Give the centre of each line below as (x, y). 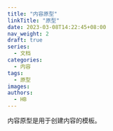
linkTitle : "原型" (33, 21)
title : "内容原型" (33, 14)
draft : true (25, 40)
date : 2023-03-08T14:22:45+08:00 (57, 27)
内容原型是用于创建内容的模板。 (54, 120)
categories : (25, 60)
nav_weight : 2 (28, 34)
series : (19, 47)
